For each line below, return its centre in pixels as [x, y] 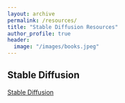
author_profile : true [39, 34]
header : [19, 40]
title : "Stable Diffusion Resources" [63, 27]
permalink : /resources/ [42, 20]
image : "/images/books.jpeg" [56, 47]
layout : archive [31, 14]
